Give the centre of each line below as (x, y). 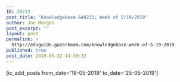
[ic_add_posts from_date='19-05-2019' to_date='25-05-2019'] (82, 72)
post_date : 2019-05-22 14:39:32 (46, 56)
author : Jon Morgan (30, 23)
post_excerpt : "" (28, 28)
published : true (26, 51)
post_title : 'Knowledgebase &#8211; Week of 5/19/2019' (77, 17)
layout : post (22, 34)
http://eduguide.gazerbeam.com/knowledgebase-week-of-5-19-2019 (93, 45)
